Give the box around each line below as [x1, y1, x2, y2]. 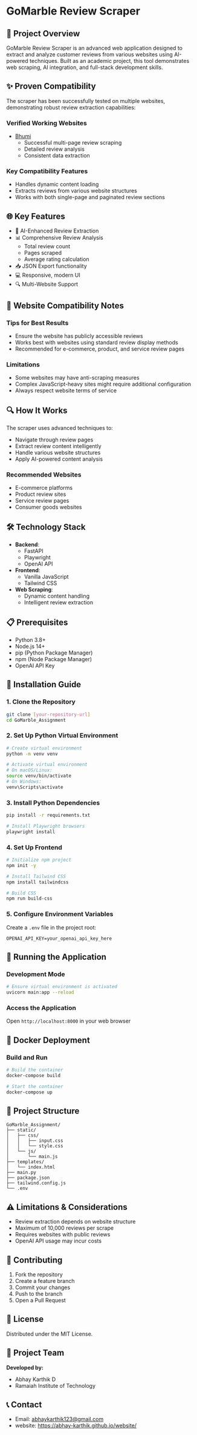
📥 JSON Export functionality [15, 262, 88, 270]
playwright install [6, 828, 56, 835]
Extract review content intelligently [15, 443, 102, 450]
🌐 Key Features [6, 211, 65, 222]
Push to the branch [15, 1290, 63, 1297]
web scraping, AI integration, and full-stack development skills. [6, 64, 163, 71]
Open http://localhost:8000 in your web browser [6, 1017, 131, 1024]
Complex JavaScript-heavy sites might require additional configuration [15, 380, 192, 388]
